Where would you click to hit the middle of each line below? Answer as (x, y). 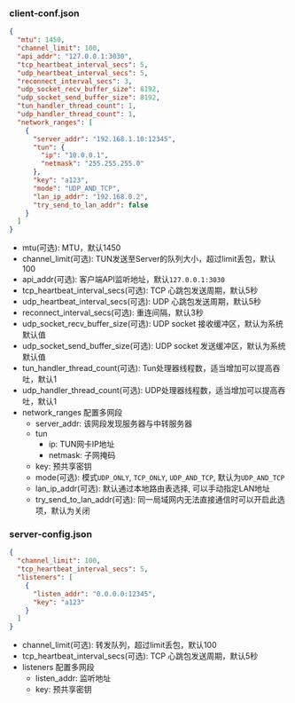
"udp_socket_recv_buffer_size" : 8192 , (89, 90)
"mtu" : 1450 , (41, 40)
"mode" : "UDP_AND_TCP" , (77, 188)
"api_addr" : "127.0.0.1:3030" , (75, 56)
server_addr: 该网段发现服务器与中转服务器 (114, 423)
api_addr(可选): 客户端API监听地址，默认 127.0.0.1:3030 (124, 280)
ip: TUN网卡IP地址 (82, 444)
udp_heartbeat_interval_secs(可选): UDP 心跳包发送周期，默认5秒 (141, 302)
